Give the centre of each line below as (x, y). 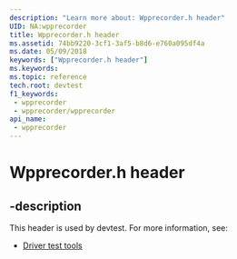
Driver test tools (53, 245)
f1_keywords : (34, 94)
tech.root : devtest (46, 85)
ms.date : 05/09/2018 (49, 52)
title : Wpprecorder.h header (64, 35)
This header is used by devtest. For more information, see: (119, 228)
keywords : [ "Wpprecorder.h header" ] (79, 60)
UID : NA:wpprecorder (49, 26)
